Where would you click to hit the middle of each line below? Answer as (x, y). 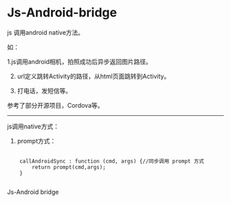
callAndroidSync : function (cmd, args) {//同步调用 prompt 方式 (112, 161)
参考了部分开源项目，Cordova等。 (56, 105)
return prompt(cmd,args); (69, 167)
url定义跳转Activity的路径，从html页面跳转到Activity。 (93, 76)
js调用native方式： (33, 126)
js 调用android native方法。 (46, 32)
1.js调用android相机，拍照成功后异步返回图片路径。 (80, 61)
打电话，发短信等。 (44, 91)
